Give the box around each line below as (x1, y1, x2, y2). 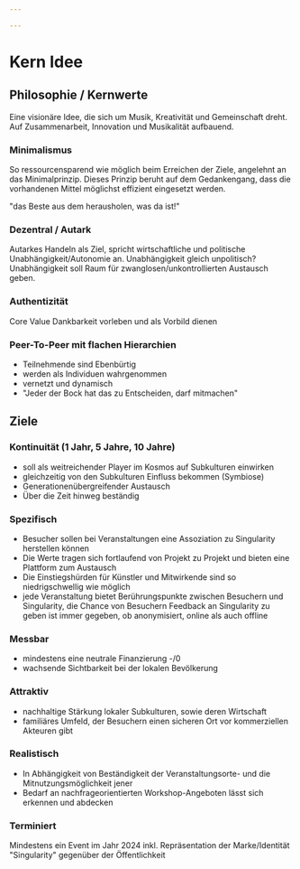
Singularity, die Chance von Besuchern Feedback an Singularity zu (22, 600, 270, 611)
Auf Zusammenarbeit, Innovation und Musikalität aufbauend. (9, 121, 234, 132)
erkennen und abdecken (22, 797, 114, 808)
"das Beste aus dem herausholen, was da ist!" (9, 201, 180, 212)
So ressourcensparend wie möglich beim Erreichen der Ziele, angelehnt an (9, 164, 286, 175)
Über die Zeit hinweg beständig (22, 490, 140, 501)
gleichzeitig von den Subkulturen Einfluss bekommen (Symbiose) (22, 471, 265, 481)
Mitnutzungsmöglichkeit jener (22, 778, 133, 789)
